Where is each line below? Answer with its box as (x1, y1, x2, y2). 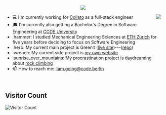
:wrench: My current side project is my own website (12, 50, 118, 55)
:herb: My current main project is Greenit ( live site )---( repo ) (12, 44, 133, 50)
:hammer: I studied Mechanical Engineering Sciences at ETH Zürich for (12, 34, 157, 39)
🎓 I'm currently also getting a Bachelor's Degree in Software (12, 22, 137, 27)
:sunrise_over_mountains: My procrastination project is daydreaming (12, 55, 152, 61)
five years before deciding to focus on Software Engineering (12, 39, 135, 45)
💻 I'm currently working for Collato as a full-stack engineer (12, 14, 133, 20)
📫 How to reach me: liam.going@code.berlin (12, 66, 104, 72)
